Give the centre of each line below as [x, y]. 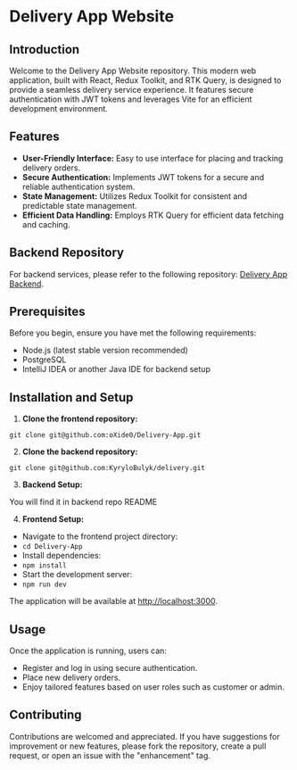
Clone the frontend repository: [80, 419]
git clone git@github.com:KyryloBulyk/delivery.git [107, 468]
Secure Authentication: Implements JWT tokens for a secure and [143, 177]
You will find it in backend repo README [83, 502]
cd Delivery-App [52, 547]
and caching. [46, 224]
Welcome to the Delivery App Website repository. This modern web [133, 70]
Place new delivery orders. [71, 678]
